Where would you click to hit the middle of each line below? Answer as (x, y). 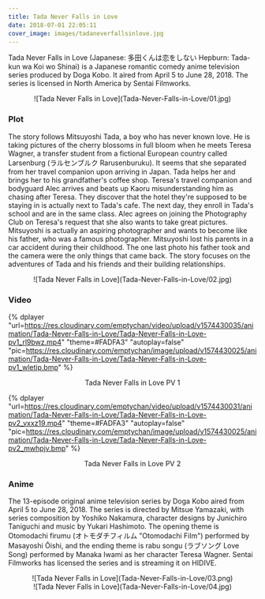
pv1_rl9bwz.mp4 (35, 342)
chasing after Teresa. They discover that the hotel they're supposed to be (127, 197)
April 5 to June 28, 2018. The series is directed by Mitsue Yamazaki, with (126, 510)
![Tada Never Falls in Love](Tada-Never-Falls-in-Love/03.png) (132, 578)
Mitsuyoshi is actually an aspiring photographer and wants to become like (128, 230)
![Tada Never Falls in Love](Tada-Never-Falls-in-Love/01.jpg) (132, 99)
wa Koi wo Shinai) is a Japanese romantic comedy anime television (131, 66)
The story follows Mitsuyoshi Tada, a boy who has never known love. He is (129, 136)
